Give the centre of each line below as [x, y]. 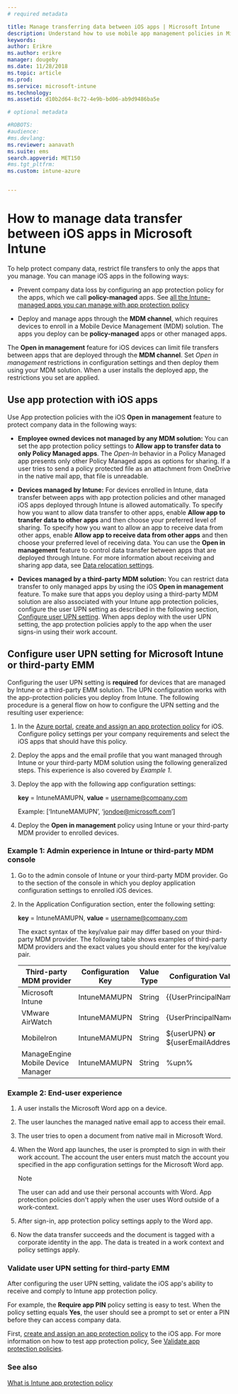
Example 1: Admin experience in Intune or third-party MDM [110, 851]
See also [22, 1367]
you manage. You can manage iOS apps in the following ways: [98, 276]
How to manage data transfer [95, 219]
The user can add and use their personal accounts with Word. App [114, 1192]
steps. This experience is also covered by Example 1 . [95, 770]
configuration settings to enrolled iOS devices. [85, 890]
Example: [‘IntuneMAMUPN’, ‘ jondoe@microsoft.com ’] [96, 811]
